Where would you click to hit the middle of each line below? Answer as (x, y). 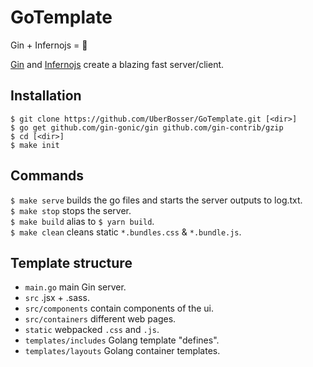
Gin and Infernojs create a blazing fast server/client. (117, 64)
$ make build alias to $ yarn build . (82, 221)
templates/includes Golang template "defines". (122, 340)
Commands (47, 176)
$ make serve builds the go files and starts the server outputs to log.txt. (156, 200)
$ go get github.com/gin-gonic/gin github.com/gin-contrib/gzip (147, 127)
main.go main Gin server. (75, 287)
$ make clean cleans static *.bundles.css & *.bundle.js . (126, 232)
